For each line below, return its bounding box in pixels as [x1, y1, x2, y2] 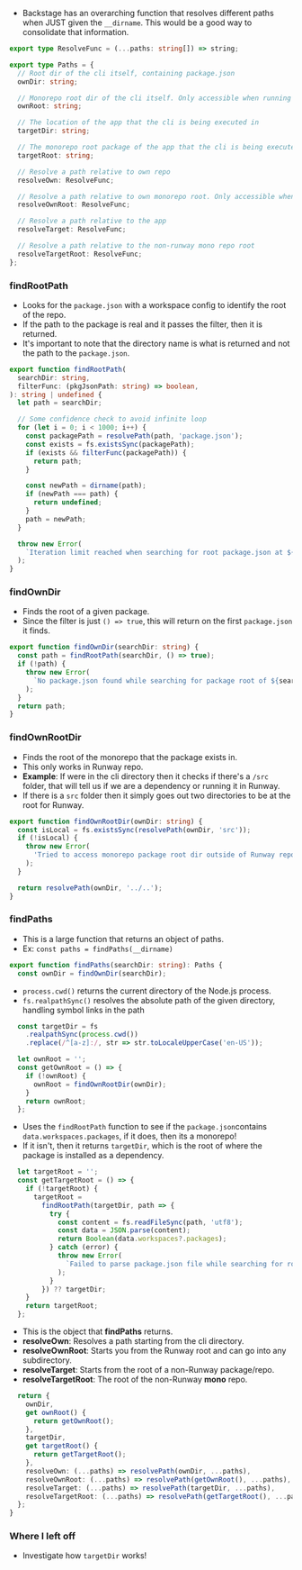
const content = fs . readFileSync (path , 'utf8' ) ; [57, 1218, 244, 1227]
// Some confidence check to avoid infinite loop [17, 414, 207, 424]
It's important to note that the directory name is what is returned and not [22, 338, 290, 349]
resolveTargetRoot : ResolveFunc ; [17, 250, 143, 259]
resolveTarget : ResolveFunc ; [17, 225, 127, 234]
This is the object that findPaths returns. [22, 1326, 173, 1337]
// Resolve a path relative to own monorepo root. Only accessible [17, 192, 276, 201]
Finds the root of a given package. [22, 606, 150, 617]
